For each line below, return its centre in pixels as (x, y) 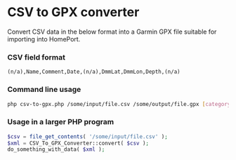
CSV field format (36, 57)
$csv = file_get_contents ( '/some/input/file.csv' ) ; (88, 136)
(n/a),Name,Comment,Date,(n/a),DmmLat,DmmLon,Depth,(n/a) (94, 72)
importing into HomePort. (44, 39)
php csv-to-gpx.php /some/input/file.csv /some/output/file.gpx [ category (119, 104)
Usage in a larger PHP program (61, 122)
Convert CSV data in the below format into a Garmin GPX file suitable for (112, 32)
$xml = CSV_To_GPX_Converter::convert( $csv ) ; (78, 143)
